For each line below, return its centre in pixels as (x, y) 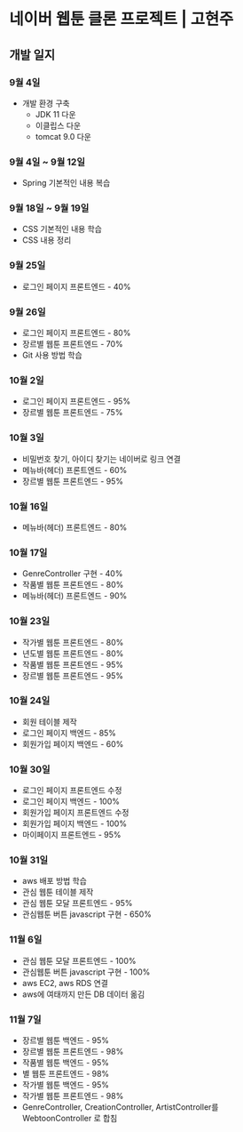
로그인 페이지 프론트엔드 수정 (72, 791)
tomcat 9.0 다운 (63, 136)
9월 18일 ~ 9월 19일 (49, 208)
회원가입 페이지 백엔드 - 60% (73, 743)
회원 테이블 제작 (49, 721)
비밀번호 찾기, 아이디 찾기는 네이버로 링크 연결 (102, 459)
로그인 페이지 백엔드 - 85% (69, 733)
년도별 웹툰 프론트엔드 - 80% (73, 653)
